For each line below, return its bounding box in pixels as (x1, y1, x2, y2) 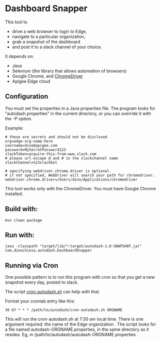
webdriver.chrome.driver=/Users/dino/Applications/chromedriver (5, 177, 138, 182)
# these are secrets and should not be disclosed (5, 134, 108, 139)
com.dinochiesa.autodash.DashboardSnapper (5, 248, 92, 253)
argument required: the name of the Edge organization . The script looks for (5, 322, 156, 327)
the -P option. (5, 115, 32, 122)
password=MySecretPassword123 (5, 147, 66, 152)
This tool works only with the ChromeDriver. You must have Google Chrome (5, 185, 156, 191)
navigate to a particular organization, (12, 34, 86, 39)
